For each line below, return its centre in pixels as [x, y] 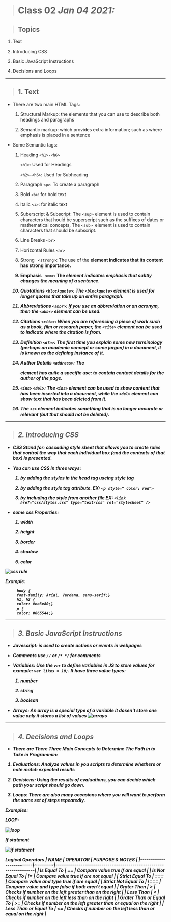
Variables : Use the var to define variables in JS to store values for [83, 665]
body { [23, 591]
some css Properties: [36, 512]
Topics [29, 29]
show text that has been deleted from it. [63, 399]
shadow [29, 551]
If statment [17, 840]
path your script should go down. [49, 785]
